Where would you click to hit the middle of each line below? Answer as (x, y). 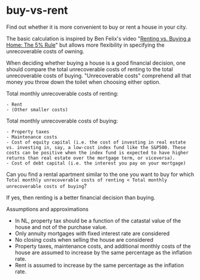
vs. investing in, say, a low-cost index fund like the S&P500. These (96, 147)
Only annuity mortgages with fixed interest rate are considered (92, 233)
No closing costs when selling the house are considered (84, 239)
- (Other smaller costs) (37, 109)
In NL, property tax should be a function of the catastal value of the (98, 220)
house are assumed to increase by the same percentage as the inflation (103, 252)
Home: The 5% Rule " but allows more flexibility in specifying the (85, 45)
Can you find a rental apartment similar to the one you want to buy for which (100, 174)
